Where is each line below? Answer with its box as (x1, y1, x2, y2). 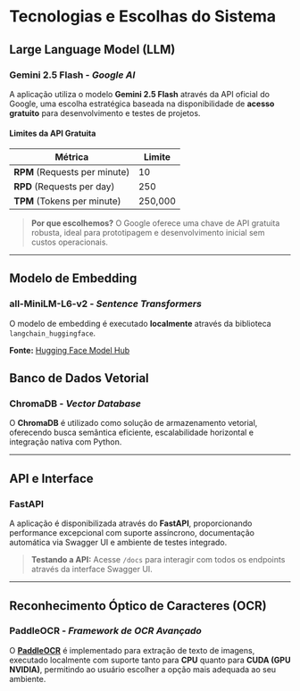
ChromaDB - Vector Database (9, 397, 141, 410)
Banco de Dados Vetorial (9, 370, 149, 386)
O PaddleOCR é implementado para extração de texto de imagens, (9, 645, 255, 655)
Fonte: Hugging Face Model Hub (9, 345, 130, 355)
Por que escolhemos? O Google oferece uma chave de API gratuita (30, 218, 280, 229)
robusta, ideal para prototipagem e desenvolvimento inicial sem (30, 228, 265, 238)
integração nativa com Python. (9, 437, 122, 447)
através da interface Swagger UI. (30, 564, 154, 575)
